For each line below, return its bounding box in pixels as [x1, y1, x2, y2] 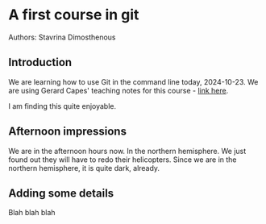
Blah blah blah [8, 208, 56, 218]
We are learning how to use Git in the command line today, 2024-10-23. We [8, 77, 259, 86]
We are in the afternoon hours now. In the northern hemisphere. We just [8, 146, 247, 156]
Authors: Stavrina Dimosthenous [8, 32, 116, 42]
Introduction [8, 56, 73, 69]
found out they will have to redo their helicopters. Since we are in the [8, 155, 237, 164]
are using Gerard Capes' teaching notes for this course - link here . [8, 85, 229, 95]
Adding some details [8, 186, 114, 200]
